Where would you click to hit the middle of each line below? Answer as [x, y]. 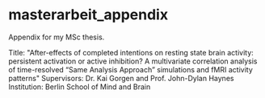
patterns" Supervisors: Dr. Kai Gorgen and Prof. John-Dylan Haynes [121, 78]
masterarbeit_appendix [88, 15]
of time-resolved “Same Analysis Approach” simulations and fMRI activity [130, 69]
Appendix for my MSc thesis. [57, 37]
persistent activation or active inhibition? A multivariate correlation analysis [133, 61]
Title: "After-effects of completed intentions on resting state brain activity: [131, 52]
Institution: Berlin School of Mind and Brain [80, 87]
